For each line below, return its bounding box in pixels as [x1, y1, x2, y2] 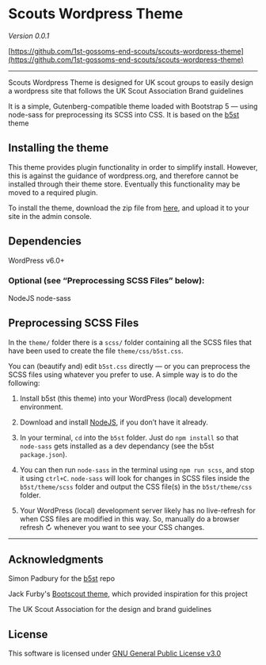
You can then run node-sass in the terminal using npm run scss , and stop [19, 465, 255, 475]
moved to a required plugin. [8, 187, 98, 197]
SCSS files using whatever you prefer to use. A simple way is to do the [8, 370, 238, 379]
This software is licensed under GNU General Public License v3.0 [8, 648, 222, 659]
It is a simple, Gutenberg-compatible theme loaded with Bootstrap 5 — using [8, 101, 258, 111]
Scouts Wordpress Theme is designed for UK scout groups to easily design [8, 77, 253, 87]
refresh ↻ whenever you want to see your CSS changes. [19, 522, 205, 532]
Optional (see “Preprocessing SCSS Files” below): [8, 275, 205, 286]
